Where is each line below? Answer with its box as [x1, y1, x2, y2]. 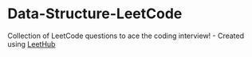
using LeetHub [7, 39, 56, 48]
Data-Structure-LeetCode [7, 5, 183, 23]
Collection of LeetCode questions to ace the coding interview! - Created [7, 31, 245, 40]
